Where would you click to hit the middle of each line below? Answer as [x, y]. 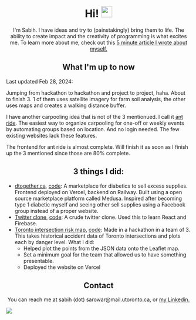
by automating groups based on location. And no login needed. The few [93, 129]
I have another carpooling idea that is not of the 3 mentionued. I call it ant [95, 116]
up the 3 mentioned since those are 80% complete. [68, 153]
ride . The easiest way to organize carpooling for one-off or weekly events [95, 123]
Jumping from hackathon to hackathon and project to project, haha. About [96, 93]
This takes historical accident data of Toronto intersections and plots [97, 236]
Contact [99, 285]
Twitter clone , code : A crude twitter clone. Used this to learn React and [100, 217]
